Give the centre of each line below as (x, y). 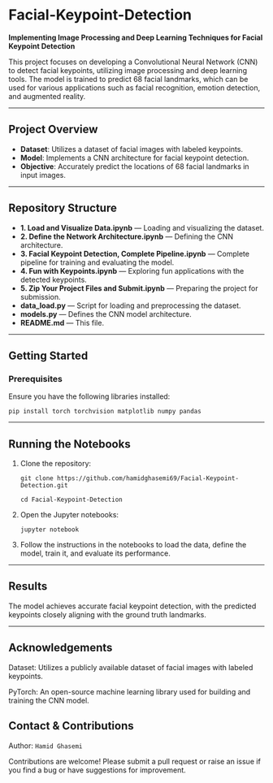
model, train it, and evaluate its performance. (95, 553)
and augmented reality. (47, 96)
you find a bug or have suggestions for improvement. (97, 770)
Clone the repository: (56, 464)
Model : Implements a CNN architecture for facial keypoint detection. (134, 158)
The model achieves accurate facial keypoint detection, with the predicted (132, 606)
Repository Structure (63, 208)
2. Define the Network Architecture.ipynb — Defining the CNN (127, 236)
